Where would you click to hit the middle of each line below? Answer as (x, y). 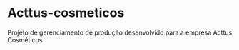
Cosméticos (25, 39)
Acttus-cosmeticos (66, 13)
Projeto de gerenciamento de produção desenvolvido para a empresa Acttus (120, 32)
